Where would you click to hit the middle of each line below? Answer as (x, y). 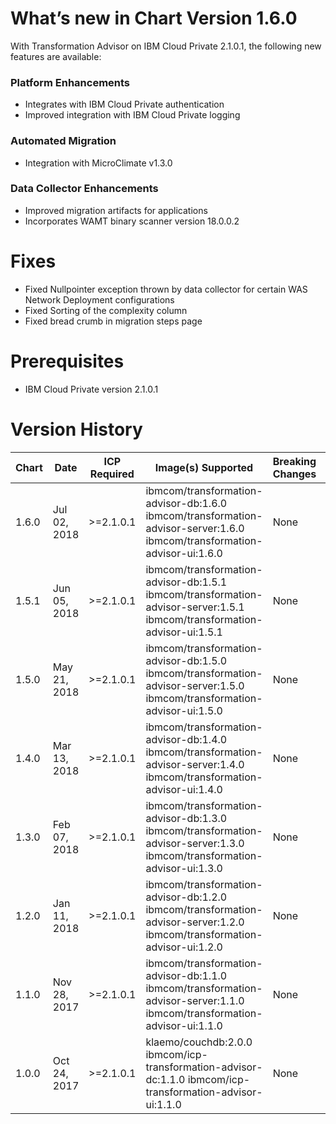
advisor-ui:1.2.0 (184, 947)
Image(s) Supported (204, 467)
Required (112, 474)
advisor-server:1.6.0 (195, 528)
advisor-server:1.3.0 (195, 843)
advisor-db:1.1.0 (186, 975)
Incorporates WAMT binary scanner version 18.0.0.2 (132, 221)
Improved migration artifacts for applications (116, 210)
